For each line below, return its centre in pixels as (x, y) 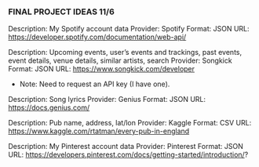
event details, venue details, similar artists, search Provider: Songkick (120, 60)
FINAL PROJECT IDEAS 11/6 (62, 12)
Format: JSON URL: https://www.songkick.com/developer (101, 69)
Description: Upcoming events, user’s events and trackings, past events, (125, 53)
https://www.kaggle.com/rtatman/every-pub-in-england (99, 131)
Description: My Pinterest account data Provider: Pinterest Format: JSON (126, 147)
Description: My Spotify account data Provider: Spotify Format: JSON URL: (129, 29)
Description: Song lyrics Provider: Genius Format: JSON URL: (107, 100)
